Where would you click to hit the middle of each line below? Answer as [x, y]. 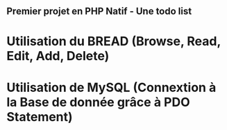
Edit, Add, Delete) [58, 56]
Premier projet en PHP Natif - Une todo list [99, 11]
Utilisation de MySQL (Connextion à [111, 87]
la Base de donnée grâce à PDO [98, 102]
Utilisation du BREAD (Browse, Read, [114, 41]
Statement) [40, 117]
